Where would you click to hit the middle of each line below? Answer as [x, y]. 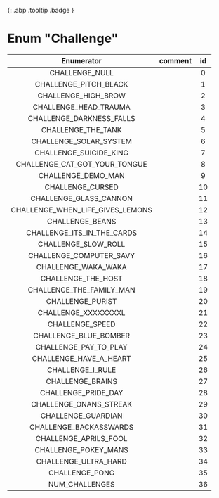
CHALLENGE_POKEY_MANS [81, 449]
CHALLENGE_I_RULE [81, 370]
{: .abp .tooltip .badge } [41, 10]
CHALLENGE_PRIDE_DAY [81, 392]
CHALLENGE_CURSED [82, 187]
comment [175, 60]
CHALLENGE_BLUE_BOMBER [81, 336]
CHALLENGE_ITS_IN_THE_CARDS [81, 233]
